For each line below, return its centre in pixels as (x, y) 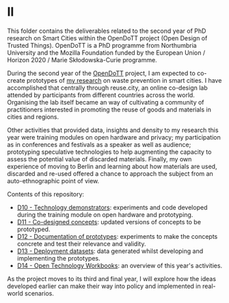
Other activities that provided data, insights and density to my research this (113, 130)
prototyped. (33, 229)
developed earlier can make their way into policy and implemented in (104, 286)
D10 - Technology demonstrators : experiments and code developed (112, 207)
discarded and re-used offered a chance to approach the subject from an (110, 173)
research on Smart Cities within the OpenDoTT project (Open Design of (107, 38)
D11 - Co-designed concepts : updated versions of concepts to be (109, 222)
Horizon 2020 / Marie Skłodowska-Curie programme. (82, 60)
